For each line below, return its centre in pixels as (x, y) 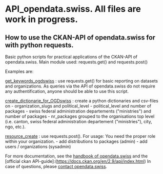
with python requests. (40, 45)
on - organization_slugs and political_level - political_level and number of (78, 106)
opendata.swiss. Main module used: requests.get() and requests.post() (76, 62)
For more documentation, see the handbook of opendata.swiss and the (76, 156)
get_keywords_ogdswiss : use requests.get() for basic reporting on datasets (81, 81)
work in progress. (41, 19)
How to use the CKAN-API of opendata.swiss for (80, 37)
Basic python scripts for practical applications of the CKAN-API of (71, 57)
